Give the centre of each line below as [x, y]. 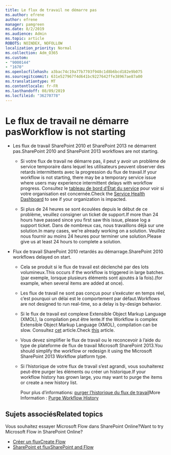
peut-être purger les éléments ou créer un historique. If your [83, 372]
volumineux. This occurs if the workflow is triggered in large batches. [92, 272]
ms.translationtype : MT [31, 81]
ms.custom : [17, 58]
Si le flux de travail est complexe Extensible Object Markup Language [93, 314]
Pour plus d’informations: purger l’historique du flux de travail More [90, 393]
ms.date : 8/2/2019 [25, 29]
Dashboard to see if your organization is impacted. [74, 199]
